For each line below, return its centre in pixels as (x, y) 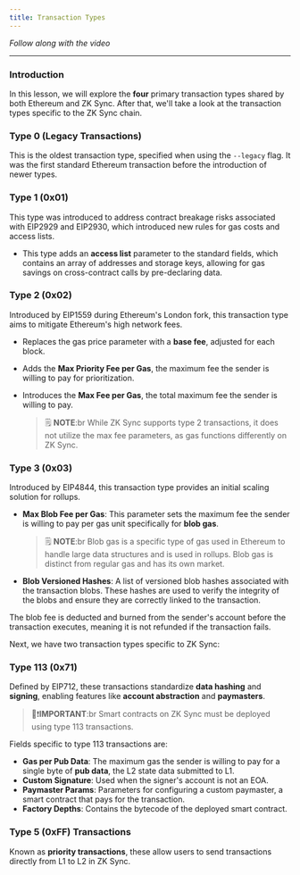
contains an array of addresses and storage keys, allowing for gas (143, 262)
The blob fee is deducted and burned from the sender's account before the (148, 618)
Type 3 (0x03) (41, 468)
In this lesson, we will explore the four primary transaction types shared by (147, 94)
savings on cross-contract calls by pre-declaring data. (122, 272)
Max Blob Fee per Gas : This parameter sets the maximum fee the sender (156, 514)
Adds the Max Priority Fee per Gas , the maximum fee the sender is (146, 368)
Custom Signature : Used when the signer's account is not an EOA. (146, 780)
